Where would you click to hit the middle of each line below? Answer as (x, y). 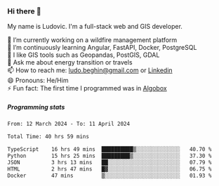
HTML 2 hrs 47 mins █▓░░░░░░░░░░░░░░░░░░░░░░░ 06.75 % (109, 169)
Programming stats (36, 107)
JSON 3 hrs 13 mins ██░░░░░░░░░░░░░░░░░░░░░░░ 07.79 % (109, 162)
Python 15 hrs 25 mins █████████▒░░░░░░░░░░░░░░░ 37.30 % (109, 156)
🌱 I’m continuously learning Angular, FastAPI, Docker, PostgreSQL (102, 48)
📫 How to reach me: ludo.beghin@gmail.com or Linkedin (90, 70)
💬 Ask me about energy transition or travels (70, 62)
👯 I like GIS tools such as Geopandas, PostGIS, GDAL (84, 55)
